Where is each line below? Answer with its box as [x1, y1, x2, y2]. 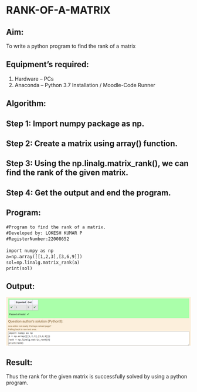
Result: [6, 357, 33, 367]
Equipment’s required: [6, 59, 89, 69]
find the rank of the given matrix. [6, 168, 129, 178]
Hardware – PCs [14, 75, 54, 82]
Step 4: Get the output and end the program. [6, 188, 171, 198]
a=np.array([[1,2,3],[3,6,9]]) [6, 254, 83, 260]
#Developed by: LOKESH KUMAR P [6, 230, 83, 236]
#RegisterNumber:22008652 [6, 236, 69, 242]
